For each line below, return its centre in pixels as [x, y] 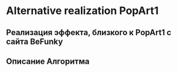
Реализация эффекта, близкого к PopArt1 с [89, 32]
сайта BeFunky [35, 41]
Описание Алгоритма [48, 61]
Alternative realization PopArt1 [82, 11]
